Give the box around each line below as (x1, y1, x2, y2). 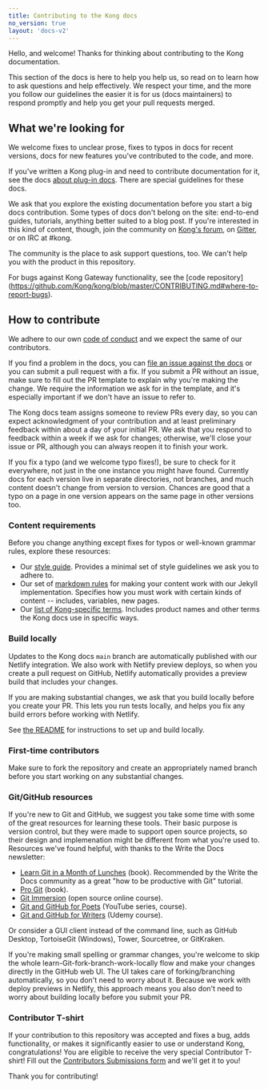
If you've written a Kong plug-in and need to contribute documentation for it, (8, 167, 260, 176)
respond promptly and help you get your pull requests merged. (8, 98, 215, 108)
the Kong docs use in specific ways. (19, 613, 139, 623)
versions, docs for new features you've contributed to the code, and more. (8, 151, 254, 161)
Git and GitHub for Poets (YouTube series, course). (19, 902, 187, 911)
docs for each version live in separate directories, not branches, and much (8, 474, 254, 484)
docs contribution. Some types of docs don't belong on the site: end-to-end (8, 207, 259, 217)
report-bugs (8, 290, 49, 299)
